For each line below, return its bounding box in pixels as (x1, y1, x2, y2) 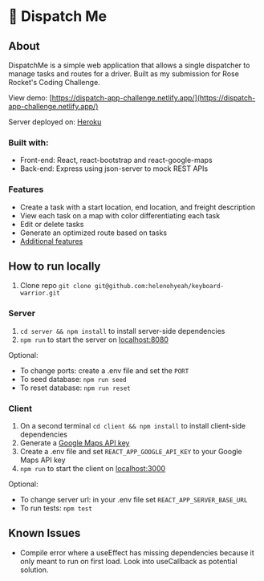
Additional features (19, 236, 83, 246)
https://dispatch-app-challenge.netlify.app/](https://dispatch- (51, 93, 256, 103)
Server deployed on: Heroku (8, 117, 102, 127)
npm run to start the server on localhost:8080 (19, 335, 169, 344)
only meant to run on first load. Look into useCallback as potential (19, 556, 238, 566)
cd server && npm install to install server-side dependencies (19, 326, 225, 335)
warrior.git (19, 289, 60, 298)
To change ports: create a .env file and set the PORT (19, 365, 189, 376)
